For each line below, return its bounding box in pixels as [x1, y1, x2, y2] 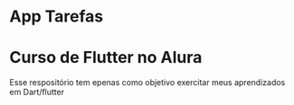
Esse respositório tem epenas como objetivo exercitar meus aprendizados [9, 77, 286, 88]
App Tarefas [9, 6, 104, 27]
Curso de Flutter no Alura [9, 48, 203, 68]
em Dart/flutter [9, 87, 65, 98]
